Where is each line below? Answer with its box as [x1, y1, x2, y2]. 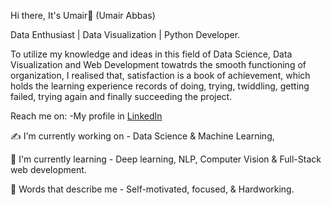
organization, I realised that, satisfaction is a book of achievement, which [10, 70, 311, 81]
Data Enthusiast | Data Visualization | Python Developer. [10, 29, 241, 40]
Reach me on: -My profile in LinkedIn [10, 110, 163, 122]
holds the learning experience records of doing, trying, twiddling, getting [10, 80, 310, 92]
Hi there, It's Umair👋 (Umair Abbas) [10, 10, 156, 21]
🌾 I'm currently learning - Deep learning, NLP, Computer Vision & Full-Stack [10, 153, 322, 165]
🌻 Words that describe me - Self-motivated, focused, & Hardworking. [10, 183, 295, 195]
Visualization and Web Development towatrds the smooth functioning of [10, 59, 307, 70]
